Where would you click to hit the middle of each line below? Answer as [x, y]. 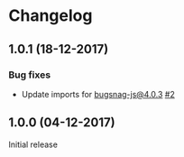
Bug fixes [30, 75]
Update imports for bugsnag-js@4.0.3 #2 [98, 94]
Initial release [33, 144]
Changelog [51, 16]
